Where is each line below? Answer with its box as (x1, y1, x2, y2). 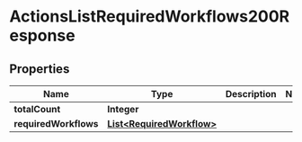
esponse (9, 25, 75, 46)
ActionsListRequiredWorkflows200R (9, 6, 290, 27)
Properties (9, 61, 70, 76)
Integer (107, 103, 139, 115)
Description (225, 88, 277, 100)
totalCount (13, 103, 61, 115)
